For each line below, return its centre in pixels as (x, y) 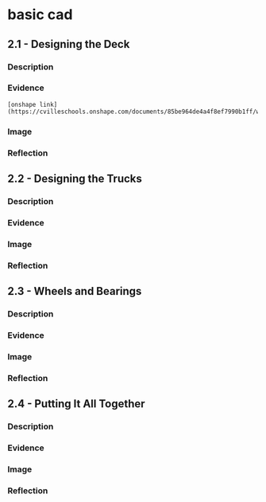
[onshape (22, 104)
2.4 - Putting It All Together (76, 404)
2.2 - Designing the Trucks (75, 179)
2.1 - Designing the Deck (69, 44)
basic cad (40, 15)
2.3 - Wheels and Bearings (75, 291)
